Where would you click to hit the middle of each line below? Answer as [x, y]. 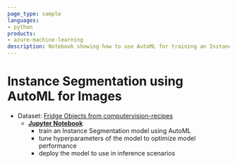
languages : [23, 20]
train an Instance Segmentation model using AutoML [115, 130]
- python [20, 27]
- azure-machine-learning [45, 40]
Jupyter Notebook [55, 123]
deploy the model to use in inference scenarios [107, 153]
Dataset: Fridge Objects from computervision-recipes [95, 115]
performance [57, 146]
